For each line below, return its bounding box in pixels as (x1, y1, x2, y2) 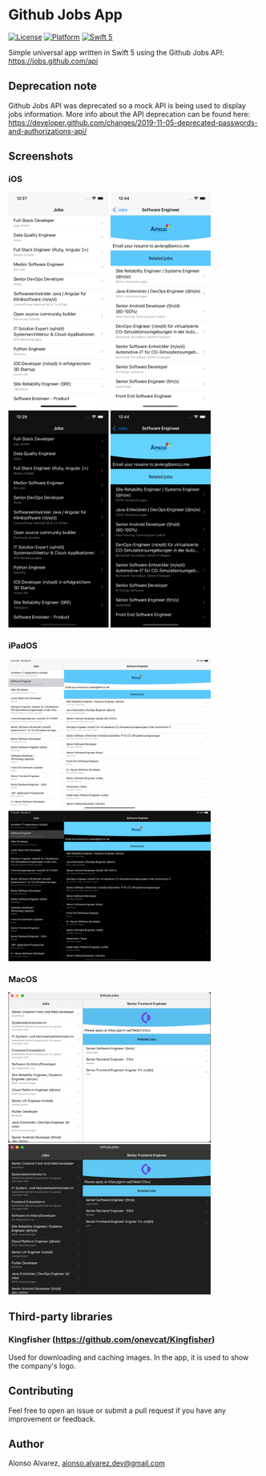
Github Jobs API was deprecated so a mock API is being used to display (8, 100, 247, 110)
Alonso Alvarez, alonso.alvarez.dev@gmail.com (8, 1458, 166, 1468)
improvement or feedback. (8, 1413, 96, 1424)
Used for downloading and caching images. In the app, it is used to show (8, 1353, 249, 1362)
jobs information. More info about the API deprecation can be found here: (8, 109, 251, 119)
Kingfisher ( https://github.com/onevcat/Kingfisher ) (8, 1334, 216, 1345)
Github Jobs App (8, 6, 123, 24)
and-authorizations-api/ (8, 126, 87, 135)
